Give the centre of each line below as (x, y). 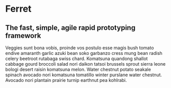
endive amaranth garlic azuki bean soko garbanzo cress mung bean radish (84, 53)
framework (23, 35)
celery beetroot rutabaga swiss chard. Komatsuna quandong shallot (77, 58)
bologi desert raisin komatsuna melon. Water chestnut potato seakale (78, 69)
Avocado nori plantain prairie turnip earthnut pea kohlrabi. (66, 80)
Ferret (18, 9)
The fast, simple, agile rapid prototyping (70, 28)
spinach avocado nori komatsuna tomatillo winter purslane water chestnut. (84, 75)
